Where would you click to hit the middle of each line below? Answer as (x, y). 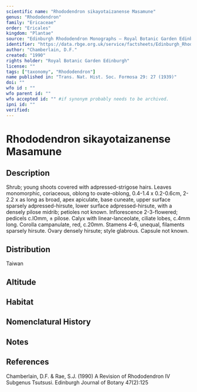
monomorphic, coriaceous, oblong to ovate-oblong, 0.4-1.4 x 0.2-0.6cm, (94, 193)
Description (28, 173)
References (28, 362)
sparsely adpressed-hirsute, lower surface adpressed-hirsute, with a (89, 206)
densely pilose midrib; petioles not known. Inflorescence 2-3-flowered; (92, 212)
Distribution (28, 249)
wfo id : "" (21, 88)
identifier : (21, 45)
